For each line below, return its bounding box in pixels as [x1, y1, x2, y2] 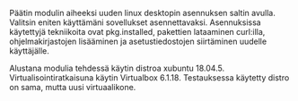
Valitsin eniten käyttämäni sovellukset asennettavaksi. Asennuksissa [9, 17, 262, 28]
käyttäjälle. [9, 46, 49, 56]
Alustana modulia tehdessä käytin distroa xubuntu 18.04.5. [9, 63, 225, 73]
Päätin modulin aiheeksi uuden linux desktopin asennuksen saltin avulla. [9, 8, 276, 18]
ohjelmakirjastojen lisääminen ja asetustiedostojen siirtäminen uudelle [9, 36, 267, 46]
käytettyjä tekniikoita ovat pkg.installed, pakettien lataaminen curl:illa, [9, 27, 266, 37]
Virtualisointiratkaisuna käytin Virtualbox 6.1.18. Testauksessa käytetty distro [9, 72, 290, 83]
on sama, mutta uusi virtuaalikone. [9, 82, 136, 92]
